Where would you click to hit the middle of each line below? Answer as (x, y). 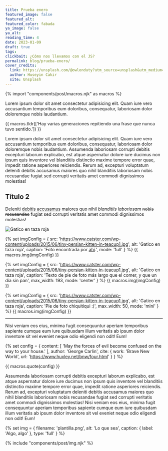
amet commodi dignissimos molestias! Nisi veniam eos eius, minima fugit (80, 402)
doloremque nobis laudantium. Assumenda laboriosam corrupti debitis (77, 149)
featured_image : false (29, 14)
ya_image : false (22, 28)
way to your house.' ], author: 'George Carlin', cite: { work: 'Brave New (77, 351)
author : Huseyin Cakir (33, 75)
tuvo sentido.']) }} (23, 129)
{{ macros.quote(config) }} (32, 366)
